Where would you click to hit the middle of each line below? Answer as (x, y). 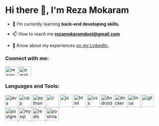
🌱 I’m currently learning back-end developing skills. (66, 24)
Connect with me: (27, 58)
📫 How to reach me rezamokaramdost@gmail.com (66, 34)
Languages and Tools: (32, 86)
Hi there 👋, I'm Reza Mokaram (67, 10)
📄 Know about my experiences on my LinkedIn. (60, 45)
